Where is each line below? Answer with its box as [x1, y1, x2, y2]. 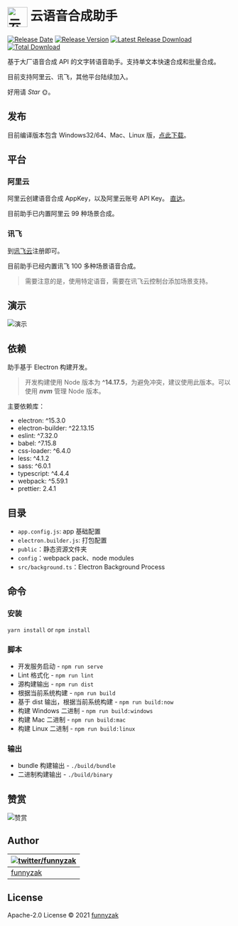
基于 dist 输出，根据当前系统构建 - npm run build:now [17, 697, 174, 707]
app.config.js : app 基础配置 [17, 527, 101, 536]
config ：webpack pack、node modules [17, 554, 134, 563]
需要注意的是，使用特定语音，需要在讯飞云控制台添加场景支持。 [24, 276, 212, 285]
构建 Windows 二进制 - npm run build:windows [17, 707, 153, 715]
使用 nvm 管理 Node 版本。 [24, 387, 105, 395]
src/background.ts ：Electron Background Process [17, 563, 166, 571]
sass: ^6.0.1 [17, 462, 51, 470]
